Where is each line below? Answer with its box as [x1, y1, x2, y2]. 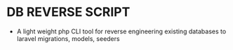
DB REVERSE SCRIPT [6, 4, 131, 20]
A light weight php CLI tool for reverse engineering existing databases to [16, 27, 227, 35]
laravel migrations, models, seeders [16, 34, 120, 42]
